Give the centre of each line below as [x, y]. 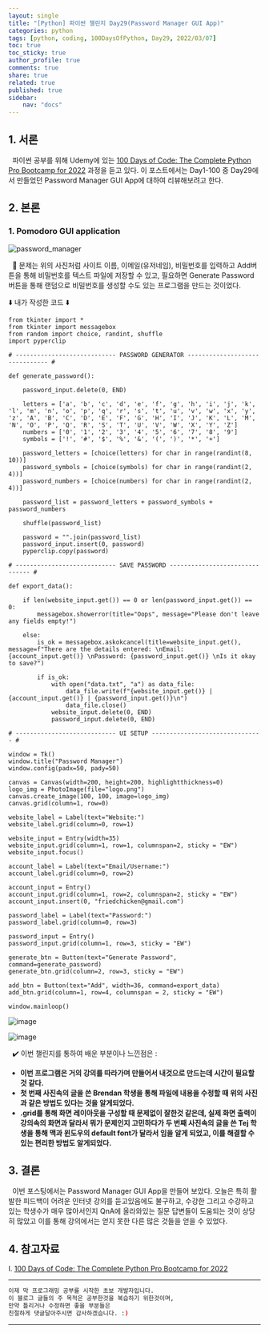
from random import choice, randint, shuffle [85, 334]
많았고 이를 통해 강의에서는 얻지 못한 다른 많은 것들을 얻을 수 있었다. [122, 1221]
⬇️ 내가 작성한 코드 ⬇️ [39, 302]
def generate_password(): [51, 376]
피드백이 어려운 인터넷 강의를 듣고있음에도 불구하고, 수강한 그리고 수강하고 [139, 1201]
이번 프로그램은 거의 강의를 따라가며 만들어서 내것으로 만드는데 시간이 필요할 [137, 1073]
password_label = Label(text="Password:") [80, 915]
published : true [35, 90]
